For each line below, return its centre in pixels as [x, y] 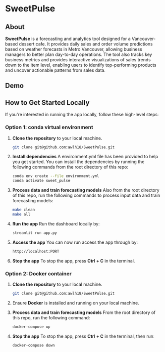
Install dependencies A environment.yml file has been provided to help [85, 157]
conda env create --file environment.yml [55, 176]
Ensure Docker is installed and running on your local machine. [76, 303]
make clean [24, 210]
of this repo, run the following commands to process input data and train [86, 195]
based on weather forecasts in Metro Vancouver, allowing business [74, 49]
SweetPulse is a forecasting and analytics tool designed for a [68, 39]
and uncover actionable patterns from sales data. [55, 70]
